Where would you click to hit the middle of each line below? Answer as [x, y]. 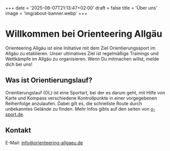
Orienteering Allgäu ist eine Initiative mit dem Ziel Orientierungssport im [80, 48]
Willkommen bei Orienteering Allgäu [84, 34]
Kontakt [18, 130]
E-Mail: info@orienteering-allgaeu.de [44, 142]
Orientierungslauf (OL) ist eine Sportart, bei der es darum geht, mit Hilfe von [85, 92]
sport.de [14, 114]
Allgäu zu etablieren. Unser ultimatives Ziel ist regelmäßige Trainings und [82, 53]
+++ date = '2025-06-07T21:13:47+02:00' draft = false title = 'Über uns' [81, 8]
